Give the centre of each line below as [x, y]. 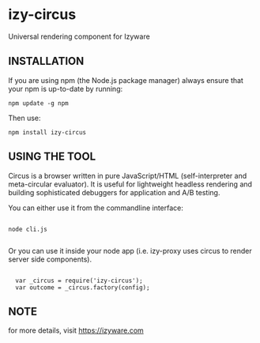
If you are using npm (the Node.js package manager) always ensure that [126, 80]
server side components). [50, 259]
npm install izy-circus [47, 132]
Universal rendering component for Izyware [79, 36]
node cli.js [28, 229]
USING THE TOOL [52, 157]
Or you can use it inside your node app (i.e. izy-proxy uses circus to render [130, 251]
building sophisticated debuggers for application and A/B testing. [114, 192]
